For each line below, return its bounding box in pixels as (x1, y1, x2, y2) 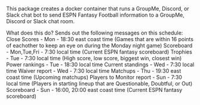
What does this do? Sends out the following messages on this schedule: (6, 29, 183, 36)
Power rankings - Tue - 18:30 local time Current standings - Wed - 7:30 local (6, 61, 195, 68)
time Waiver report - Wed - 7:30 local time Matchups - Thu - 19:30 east (6, 67, 181, 74)
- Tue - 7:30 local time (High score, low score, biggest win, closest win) (6, 55, 182, 61)
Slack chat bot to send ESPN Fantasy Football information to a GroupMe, (6, 11, 185, 18)
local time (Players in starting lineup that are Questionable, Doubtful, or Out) (6, 80, 193, 87)
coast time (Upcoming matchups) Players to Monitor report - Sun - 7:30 (6, 74, 182, 81)
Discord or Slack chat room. (6, 18, 75, 24)
